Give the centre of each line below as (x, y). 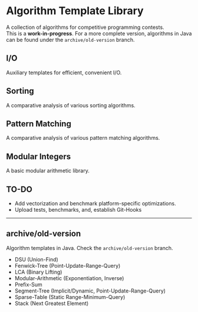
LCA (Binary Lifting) (38, 272)
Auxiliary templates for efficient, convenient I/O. (64, 73)
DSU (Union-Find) (37, 259)
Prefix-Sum (28, 284)
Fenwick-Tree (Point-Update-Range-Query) (67, 265)
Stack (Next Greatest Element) (52, 303)
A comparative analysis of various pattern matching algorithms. (83, 138)
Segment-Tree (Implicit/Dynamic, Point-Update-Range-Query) (90, 291)
